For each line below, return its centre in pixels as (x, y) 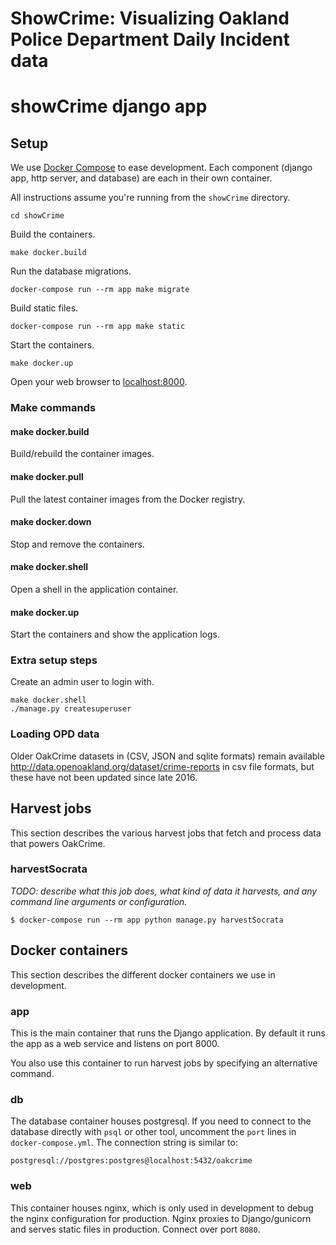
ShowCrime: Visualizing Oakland (150, 18)
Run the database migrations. (71, 271)
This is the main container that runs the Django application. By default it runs (168, 1033)
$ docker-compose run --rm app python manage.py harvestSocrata (147, 920)
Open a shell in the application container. (94, 589)
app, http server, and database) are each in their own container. (141, 178)
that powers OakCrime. (58, 843)
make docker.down (51, 522)
